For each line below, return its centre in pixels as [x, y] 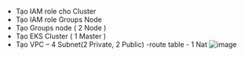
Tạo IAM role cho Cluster [56, 11]
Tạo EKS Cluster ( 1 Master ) [61, 36]
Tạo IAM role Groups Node [59, 20]
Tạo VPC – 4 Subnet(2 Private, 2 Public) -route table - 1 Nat [112, 45]
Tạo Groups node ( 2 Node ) [61, 28]
